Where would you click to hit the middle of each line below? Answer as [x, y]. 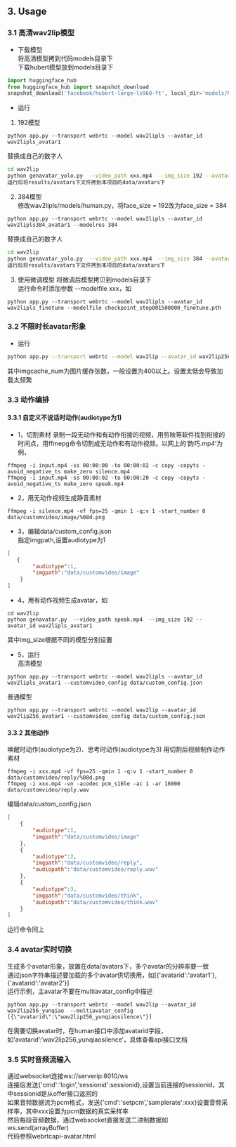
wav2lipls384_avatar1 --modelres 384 [63, 225]
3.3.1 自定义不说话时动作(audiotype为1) [65, 418]
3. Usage [27, 12]
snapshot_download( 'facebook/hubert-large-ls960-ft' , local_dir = [105, 93]
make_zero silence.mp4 [97, 471]
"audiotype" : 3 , [55, 889]
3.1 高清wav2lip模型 [41, 33]
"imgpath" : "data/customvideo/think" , [87, 896]
